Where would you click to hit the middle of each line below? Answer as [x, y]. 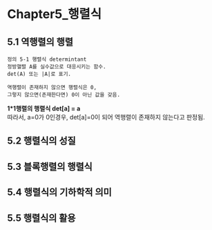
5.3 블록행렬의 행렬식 [50, 166]
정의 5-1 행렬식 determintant [47, 59]
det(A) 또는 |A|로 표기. [39, 74]
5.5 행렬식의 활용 [41, 218]
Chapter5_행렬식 [55, 14]
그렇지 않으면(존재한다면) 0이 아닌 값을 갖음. [64, 95]
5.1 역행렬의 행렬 [40, 42]
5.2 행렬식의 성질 [41, 141]
